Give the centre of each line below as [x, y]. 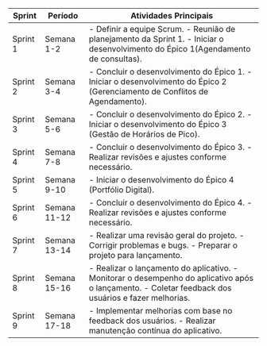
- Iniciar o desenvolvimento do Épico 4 [161, 180]
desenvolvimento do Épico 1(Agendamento [170, 49]
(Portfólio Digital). [122, 190]
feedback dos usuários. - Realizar [152, 321]
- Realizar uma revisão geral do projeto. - [166, 235]
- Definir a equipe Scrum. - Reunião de [162, 29]
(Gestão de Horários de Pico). [144, 134]
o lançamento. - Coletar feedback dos [160, 288]
